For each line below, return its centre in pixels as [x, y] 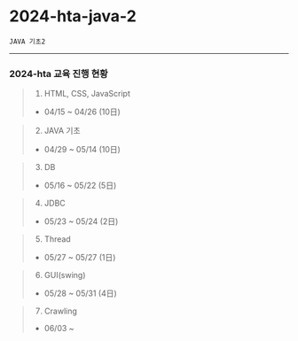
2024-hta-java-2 [73, 16]
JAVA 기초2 [27, 42]
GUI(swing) [65, 275]
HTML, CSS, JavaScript [87, 94]
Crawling [61, 311]
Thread [57, 239]
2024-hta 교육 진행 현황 [59, 74]
